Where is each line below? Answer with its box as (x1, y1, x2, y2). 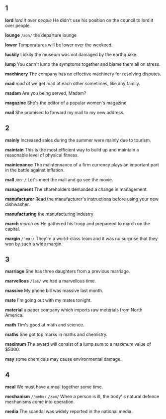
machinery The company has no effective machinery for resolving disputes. (5, 71, 162, 77)
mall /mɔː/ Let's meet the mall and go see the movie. (5, 176, 113, 182)
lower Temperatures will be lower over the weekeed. (5, 42, 113, 48)
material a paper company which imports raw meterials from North (5, 307, 143, 313)
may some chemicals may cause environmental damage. (5, 356, 122, 362)
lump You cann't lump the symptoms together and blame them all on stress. (5, 61, 161, 67)
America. (5, 312, 24, 318)
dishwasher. (5, 201, 30, 207)
